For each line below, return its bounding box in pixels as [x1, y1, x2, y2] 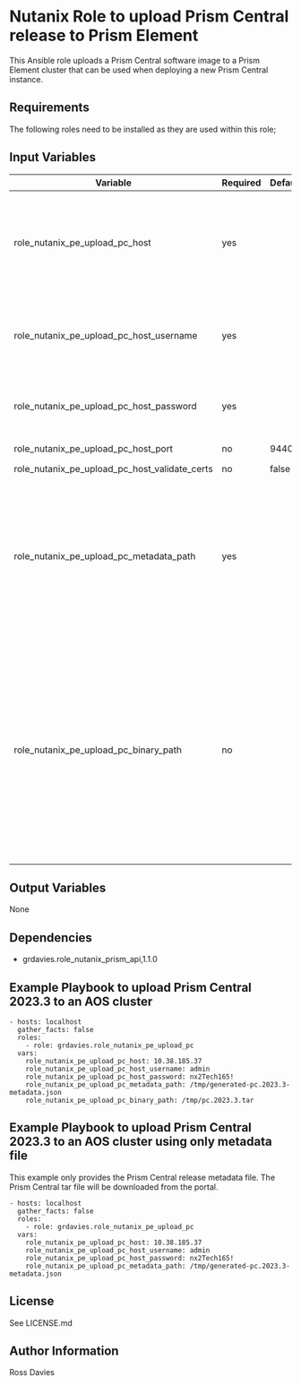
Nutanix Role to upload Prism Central [9, 6, 289, 27]
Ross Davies [9, 1367, 56, 1378]
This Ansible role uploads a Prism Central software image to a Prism [9, 55, 260, 65]
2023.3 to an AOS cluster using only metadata [9, 1134, 272, 1149]
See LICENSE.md [9, 1317, 73, 1328]
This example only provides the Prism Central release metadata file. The [9, 1172, 276, 1183]
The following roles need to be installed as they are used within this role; [9, 124, 277, 134]
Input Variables [9, 150, 97, 165]
